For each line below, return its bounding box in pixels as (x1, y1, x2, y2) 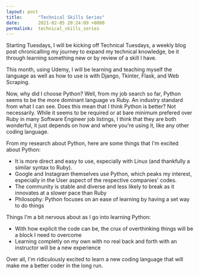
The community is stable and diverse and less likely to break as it (14, 183, 175, 190)
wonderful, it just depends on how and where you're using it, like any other (6, 122, 189, 129)
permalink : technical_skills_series (6, 25, 100, 32)
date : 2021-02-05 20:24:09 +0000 (6, 20, 105, 26)
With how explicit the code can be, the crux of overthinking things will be (14, 225, 194, 233)
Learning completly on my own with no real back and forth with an (14, 238, 177, 245)
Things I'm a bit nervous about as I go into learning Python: (6, 214, 151, 221)
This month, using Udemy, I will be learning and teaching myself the (6, 66, 172, 73)
